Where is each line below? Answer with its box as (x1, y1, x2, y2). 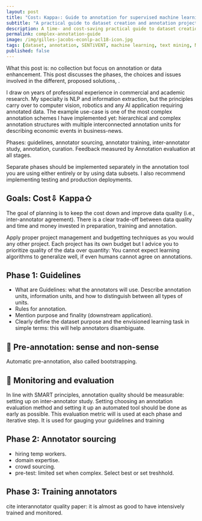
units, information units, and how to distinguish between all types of (14, 293, 183, 300)
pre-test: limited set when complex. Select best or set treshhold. (14, 469, 174, 477)
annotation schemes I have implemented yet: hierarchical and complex (6, 114, 182, 121)
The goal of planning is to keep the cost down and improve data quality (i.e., (6, 209, 195, 216)
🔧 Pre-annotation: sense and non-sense (6, 342, 159, 352)
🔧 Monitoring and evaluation (6, 375, 114, 385)
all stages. (6, 151, 32, 159)
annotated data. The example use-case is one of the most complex (6, 108, 173, 115)
